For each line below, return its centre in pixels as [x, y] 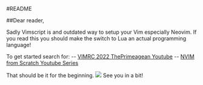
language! [19, 45]
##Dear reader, [25, 20]
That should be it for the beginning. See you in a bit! [75, 75]
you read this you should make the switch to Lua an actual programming [96, 38]
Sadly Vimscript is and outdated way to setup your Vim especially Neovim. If [101, 32]
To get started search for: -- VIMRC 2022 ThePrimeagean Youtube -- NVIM [101, 56]
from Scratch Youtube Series [42, 63]
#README [19, 9]
